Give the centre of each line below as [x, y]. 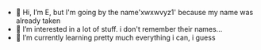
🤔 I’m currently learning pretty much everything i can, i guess [115, 37]
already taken [38, 21]
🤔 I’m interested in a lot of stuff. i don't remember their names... [119, 29]
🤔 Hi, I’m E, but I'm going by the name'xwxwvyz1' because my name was [134, 12]
